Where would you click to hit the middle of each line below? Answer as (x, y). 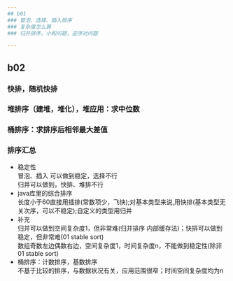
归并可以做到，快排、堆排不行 (60, 184)
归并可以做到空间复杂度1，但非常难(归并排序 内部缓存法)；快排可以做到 (120, 228)
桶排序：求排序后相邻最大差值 (58, 130)
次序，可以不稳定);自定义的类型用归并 (78, 210)
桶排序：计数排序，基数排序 (57, 261)
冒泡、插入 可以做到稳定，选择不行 (67, 175)
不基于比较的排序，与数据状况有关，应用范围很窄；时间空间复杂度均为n (120, 271)
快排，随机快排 (33, 89)
